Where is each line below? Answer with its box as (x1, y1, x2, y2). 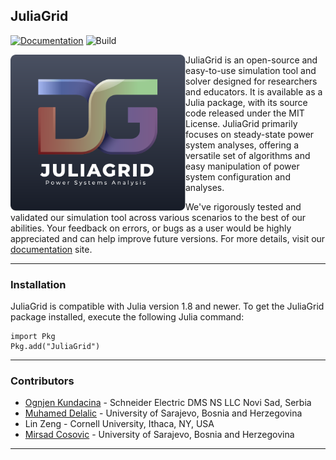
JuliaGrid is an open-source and (185, 54, 318, 66)
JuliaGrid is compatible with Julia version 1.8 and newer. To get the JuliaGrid (10, 300, 325, 313)
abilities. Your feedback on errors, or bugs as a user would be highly (10, 222, 292, 234)
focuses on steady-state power (185, 128, 315, 140)
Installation (10, 277, 67, 291)
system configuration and (185, 170, 291, 183)
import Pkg (10, 332, 56, 342)
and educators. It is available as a (185, 85, 323, 98)
